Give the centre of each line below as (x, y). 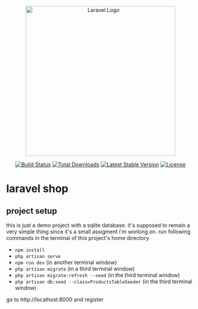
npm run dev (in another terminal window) (66, 262)
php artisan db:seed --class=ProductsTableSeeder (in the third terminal (103, 281)
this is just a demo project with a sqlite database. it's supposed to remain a (98, 225)
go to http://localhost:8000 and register (55, 299)
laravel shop (37, 189)
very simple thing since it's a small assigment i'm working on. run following (98, 232)
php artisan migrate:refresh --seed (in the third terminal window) (98, 275)
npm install (30, 250)
